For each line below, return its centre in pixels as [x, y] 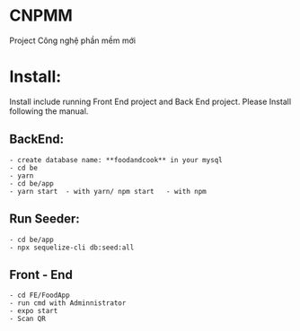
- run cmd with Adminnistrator [68, 303]
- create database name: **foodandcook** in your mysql [116, 160]
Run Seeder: [44, 219]
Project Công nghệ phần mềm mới [73, 40]
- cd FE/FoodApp [40, 296]
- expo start [34, 311]
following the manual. [49, 111]
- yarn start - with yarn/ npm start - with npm [108, 191]
